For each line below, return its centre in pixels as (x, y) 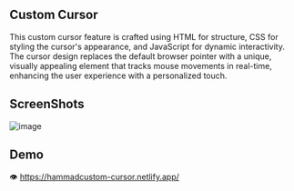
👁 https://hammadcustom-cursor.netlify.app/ (95, 177)
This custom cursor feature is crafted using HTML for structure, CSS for (144, 36)
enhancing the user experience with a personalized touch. (118, 75)
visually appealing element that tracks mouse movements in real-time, (141, 65)
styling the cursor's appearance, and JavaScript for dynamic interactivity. (147, 46)
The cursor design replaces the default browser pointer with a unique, (141, 56)
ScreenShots (47, 104)
